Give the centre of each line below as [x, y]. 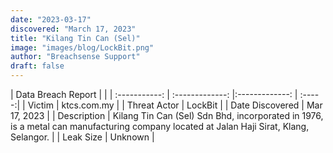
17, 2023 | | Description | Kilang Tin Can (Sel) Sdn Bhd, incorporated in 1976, [167, 115]
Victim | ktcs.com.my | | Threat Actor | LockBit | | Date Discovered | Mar [175, 105]
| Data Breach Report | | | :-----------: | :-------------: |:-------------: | [154, 94]
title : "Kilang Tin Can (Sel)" [75, 38]
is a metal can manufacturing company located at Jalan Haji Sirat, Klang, [160, 126]
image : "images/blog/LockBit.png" [82, 47]
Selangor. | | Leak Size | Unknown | [82, 137]
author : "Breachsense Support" [75, 57]
